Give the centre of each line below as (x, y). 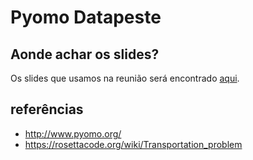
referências (47, 109)
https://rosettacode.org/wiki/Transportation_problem (133, 144)
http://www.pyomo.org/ (73, 133)
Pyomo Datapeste (86, 17)
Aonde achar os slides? (85, 54)
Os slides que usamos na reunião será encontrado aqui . (125, 78)
